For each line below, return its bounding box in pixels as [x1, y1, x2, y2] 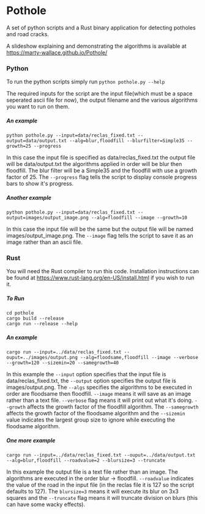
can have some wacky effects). [6, 501, 86, 508]
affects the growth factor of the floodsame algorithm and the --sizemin [6, 410, 185, 417]
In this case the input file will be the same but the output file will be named [6, 225, 194, 233]
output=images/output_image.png [6, 215, 89, 221]
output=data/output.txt [6, 138, 67, 144]
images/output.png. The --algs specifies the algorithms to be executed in [6, 384, 192, 391]
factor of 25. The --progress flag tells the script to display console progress [6, 173, 197, 181]
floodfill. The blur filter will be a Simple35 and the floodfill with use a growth [6, 167, 197, 175]
